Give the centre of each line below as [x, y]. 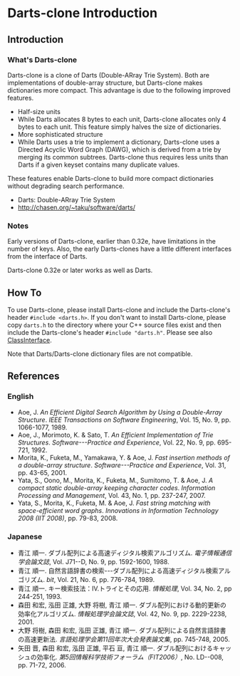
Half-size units [39, 111]
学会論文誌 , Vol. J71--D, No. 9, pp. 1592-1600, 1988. [93, 561]
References [33, 376]
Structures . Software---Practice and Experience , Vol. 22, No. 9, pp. [116, 442]
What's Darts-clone [42, 60]
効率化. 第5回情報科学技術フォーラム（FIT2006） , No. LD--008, [130, 657]
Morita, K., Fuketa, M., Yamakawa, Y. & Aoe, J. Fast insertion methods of [124, 457]
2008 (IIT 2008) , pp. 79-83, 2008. [68, 518]
